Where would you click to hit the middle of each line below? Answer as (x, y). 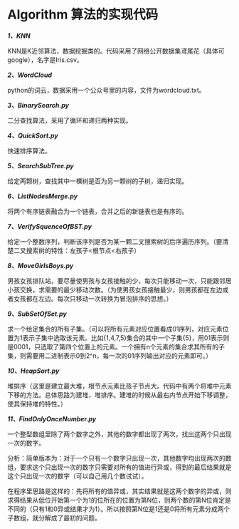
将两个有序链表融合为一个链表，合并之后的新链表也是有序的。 (98, 211)
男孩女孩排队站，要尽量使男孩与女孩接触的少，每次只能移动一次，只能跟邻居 (119, 281)
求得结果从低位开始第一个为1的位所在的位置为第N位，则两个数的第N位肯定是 (119, 500)
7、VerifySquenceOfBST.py (50, 226)
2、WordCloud (30, 75)
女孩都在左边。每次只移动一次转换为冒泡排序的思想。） (93, 298)
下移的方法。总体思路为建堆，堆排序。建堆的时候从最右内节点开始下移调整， (119, 395)
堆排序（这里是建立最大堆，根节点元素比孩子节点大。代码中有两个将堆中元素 (119, 386)
